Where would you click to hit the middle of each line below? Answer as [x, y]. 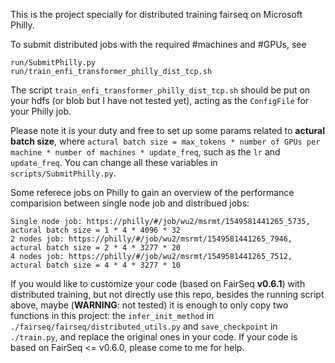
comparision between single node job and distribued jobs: [130, 203]
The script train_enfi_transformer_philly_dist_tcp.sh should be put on [160, 90]
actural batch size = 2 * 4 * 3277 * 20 [96, 248]
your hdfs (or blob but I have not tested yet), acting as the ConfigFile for [160, 100]
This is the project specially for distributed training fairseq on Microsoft [156, 14]
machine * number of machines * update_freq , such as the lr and [145, 152]
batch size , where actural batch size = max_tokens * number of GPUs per [165, 141]
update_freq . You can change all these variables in [114, 162]
